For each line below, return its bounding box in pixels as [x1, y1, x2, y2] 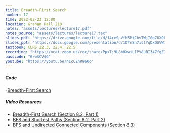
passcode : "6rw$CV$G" [5, 54, 51, 59]
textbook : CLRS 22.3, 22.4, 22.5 [5, 45, 76, 50]
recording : [5, 49, 28, 54]
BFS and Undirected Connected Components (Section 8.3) [12, 122, 135, 128]
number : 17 [5, 12, 28, 17]
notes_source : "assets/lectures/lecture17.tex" [5, 31, 108, 36]
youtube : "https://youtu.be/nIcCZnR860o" [5, 59, 94, 64]
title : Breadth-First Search [5, 7, 67, 13]
